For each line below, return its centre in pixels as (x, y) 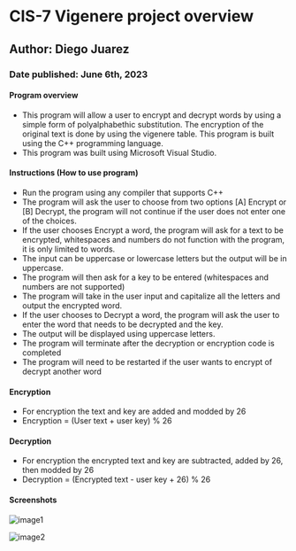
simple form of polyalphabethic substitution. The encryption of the (143, 124)
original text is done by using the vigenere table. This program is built (148, 134)
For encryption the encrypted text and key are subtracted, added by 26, (152, 461)
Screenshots (33, 500)
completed (42, 353)
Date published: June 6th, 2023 (79, 74)
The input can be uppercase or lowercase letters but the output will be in (154, 258)
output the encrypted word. (72, 305)
